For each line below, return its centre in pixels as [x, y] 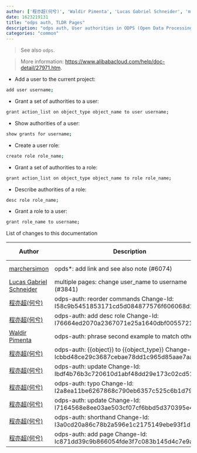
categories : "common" [33, 34]
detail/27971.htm [40, 68]
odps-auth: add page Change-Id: [101, 434]
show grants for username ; [39, 134]
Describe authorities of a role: [50, 189]
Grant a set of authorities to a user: [57, 101]
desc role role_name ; [33, 200]
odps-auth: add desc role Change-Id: [107, 316]
